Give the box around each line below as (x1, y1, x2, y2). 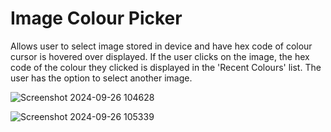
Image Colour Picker (10, 7, 183, 30)
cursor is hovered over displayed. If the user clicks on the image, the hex (10, 50, 310, 62)
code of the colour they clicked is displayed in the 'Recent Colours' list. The (10, 61, 322, 73)
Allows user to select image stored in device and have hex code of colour (10, 40, 313, 52)
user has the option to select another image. (10, 72, 193, 84)
